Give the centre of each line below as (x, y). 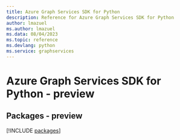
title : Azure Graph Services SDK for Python (63, 12)
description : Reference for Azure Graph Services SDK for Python (90, 17)
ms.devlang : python (31, 46)
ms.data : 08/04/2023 (32, 34)
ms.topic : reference (32, 40)
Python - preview (50, 94)
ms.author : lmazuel (31, 29)
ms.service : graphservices (40, 51)
